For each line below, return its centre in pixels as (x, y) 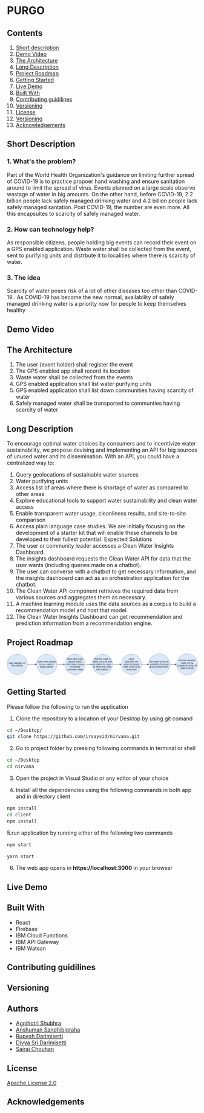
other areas (30, 494)
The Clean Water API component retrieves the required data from (97, 591)
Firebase (27, 929)
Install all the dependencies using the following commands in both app (104, 790)
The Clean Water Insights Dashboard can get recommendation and (99, 617)
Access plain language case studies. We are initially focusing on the (100, 526)
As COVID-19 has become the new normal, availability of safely (95, 297)
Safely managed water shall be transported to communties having (98, 403)
